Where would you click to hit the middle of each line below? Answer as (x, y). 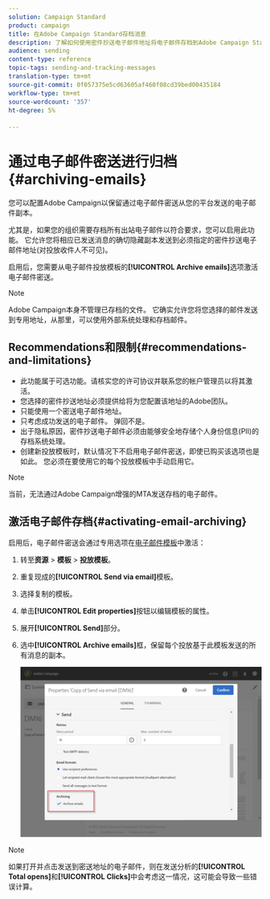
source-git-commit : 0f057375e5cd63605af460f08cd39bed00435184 (115, 84)
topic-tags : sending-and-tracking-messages (82, 68)
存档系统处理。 (45, 441)
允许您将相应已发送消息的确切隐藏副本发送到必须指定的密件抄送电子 (144, 240)
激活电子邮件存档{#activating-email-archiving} (128, 522)
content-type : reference (50, 59)
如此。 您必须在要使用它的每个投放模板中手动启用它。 (109, 461)
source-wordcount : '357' (50, 102)
